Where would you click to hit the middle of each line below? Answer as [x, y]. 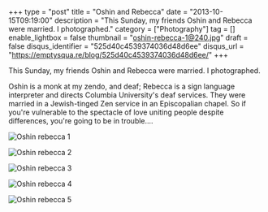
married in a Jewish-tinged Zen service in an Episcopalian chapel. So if [127, 104]
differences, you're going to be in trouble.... [81, 121]
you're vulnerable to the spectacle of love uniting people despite [116, 112]
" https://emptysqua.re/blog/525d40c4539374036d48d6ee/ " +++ [119, 55]
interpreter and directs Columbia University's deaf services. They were [127, 95]
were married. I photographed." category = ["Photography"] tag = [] [122, 29]
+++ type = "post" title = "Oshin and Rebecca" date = [98, 12]
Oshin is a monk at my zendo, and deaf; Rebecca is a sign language [122, 86]
